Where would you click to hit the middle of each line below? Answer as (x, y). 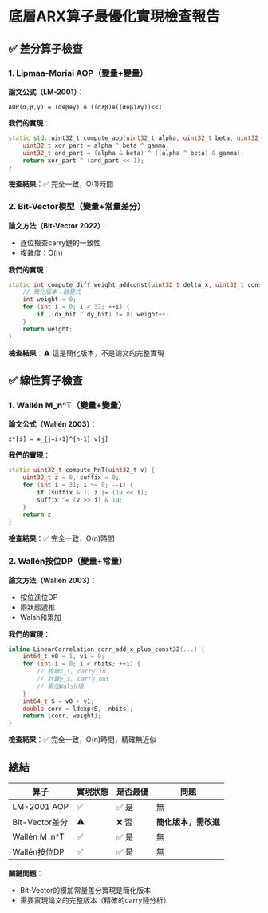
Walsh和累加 (40, 617)
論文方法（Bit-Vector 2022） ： (58, 225)
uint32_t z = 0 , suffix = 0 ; (71, 478)
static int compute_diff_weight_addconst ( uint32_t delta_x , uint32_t (126, 284)
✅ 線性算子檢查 (45, 380)
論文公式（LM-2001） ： (46, 92)
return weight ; (48, 329)
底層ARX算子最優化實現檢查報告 (114, 16)
